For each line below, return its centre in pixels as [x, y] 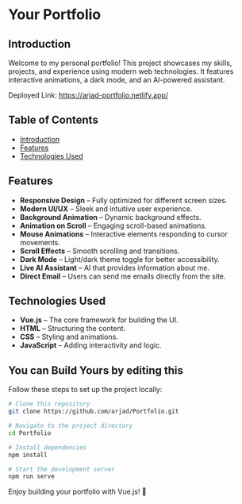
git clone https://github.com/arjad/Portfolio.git [94, 412]
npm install [28, 455]
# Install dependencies [48, 447]
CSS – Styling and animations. [69, 337]
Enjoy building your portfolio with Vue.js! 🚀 [77, 492]
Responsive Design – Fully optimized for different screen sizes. [123, 200]
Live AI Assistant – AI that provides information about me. [115, 267]
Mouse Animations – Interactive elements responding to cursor [124, 234]
